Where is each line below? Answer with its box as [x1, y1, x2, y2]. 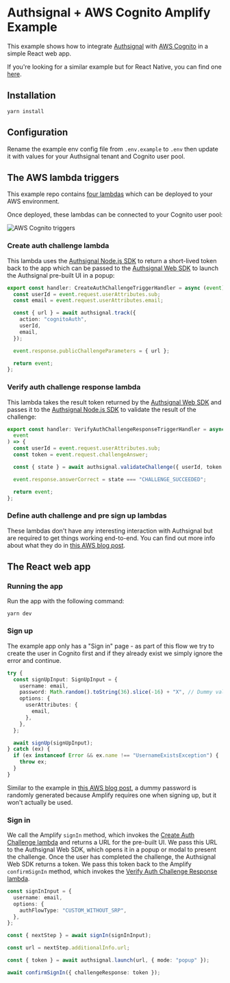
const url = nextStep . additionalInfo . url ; [7, 945, 130, 951]
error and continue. [7, 656, 62, 664]
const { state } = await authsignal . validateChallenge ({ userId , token [13, 463, 222, 470]
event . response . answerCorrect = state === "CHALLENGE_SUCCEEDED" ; [13, 476, 207, 483]
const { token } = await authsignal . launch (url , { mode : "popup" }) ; [7, 957, 210, 964]
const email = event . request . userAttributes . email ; [13, 297, 164, 304]
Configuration [7, 127, 68, 138]
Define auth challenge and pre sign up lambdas [7, 511, 167, 520]
